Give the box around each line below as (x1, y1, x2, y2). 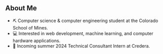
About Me (5, 4, 37, 12)
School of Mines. (12, 24, 48, 30)
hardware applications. (12, 37, 61, 43)
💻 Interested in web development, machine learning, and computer (12, 30, 153, 36)
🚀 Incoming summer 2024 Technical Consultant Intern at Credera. (12, 42, 150, 49)
